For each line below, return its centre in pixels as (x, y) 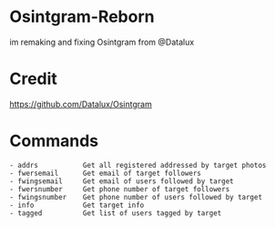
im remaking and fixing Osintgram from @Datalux (102, 42)
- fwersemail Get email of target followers (106, 173)
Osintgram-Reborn (82, 17)
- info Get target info (77, 205)
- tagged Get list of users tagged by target (116, 213)
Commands (54, 141)
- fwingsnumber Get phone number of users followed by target (136, 197)
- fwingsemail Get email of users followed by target (122, 181)
